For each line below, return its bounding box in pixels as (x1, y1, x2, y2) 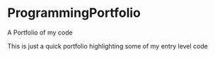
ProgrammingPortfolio (7, 5, 141, 21)
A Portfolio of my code (7, 28, 73, 37)
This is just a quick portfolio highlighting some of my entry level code (7, 42, 209, 50)
